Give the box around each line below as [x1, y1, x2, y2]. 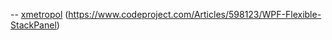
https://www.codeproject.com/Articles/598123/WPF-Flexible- [68, 9, 322, 20]
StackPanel [10, 19, 57, 31]
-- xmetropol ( [10, 9, 69, 20]
